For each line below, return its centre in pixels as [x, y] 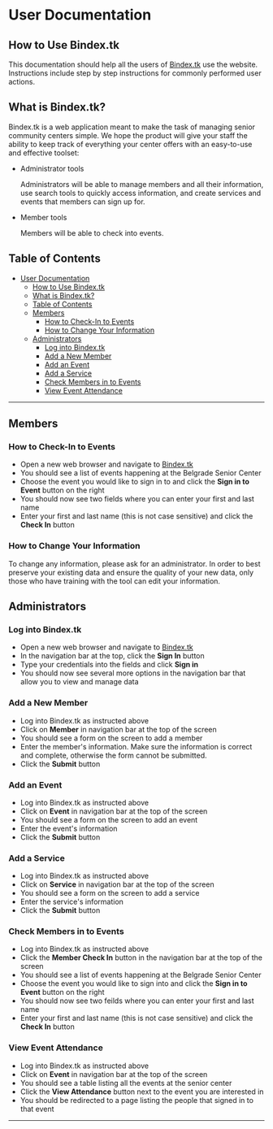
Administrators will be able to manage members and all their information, [142, 184]
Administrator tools [52, 168]
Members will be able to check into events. [92, 232]
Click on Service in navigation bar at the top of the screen [117, 884]
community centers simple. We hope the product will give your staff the [128, 135]
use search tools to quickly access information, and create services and [141, 193]
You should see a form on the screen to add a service [110, 893]
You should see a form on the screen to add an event [109, 819]
